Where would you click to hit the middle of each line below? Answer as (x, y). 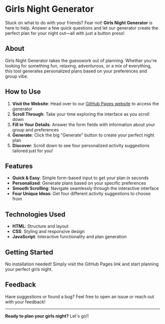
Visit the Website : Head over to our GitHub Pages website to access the (85, 103)
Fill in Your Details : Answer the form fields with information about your (84, 125)
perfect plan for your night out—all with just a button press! (65, 33)
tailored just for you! (32, 151)
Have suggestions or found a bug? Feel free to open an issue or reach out (80, 296)
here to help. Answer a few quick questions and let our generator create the (82, 28)
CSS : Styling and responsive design (48, 231)
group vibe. (17, 76)
